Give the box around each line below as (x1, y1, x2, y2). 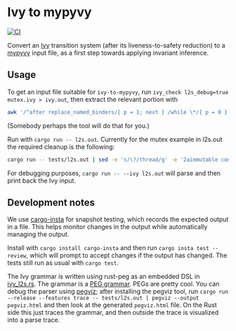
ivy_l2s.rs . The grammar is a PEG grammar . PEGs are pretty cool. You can (7, 280, 220, 288)
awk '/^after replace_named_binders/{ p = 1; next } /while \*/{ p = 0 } (7, 108, 228, 116)
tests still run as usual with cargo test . (7, 259, 119, 267)
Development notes (7, 196, 95, 208)
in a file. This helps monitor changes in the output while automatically (7, 223, 208, 231)
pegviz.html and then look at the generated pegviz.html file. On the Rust (7, 301, 218, 309)
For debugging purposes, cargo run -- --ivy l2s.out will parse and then (7, 169, 221, 177)
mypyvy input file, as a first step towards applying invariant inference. (7, 48, 209, 57)
